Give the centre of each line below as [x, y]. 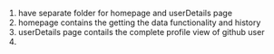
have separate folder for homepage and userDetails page [125, 13]
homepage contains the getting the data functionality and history [139, 22]
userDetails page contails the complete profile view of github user [141, 32]
